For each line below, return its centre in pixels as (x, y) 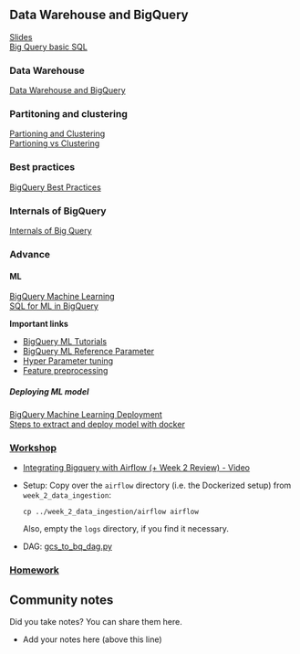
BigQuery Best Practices (56, 187)
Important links (39, 324)
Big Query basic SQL (49, 47)
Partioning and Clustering (57, 134)
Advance (30, 254)
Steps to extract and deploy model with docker (97, 425)
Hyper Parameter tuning (68, 361)
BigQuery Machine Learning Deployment (86, 415)
